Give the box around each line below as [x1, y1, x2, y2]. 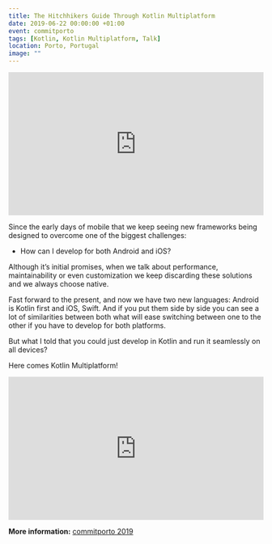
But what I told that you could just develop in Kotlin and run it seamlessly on [8, 337, 261, 346]
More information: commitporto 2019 [8, 527, 134, 537]
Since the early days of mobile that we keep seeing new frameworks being [8, 222, 257, 232]
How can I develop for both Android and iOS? [19, 246, 172, 256]
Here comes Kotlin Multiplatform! [8, 361, 119, 371]
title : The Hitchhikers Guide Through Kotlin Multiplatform [8, 11, 216, 20]
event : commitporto [8, 27, 74, 35]
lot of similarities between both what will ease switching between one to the [8, 312, 261, 322]
